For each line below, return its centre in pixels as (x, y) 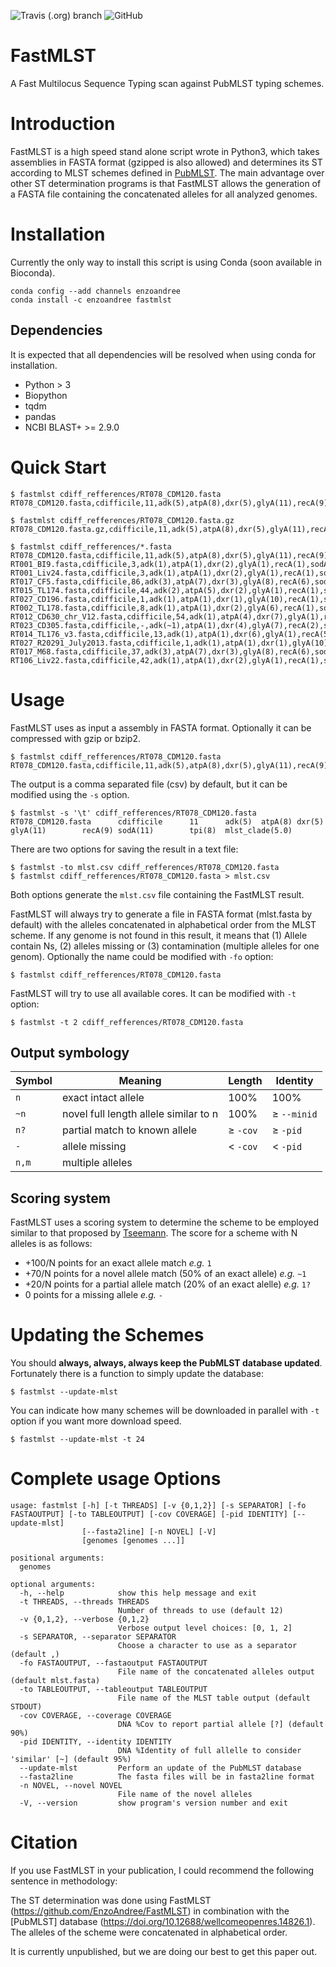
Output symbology (70, 1052)
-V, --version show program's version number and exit (153, 1803)
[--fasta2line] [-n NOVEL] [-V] (149, 1532)
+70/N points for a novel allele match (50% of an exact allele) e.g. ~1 (165, 1274)
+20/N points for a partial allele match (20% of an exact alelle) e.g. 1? (168, 1284)
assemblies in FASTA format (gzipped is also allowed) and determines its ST (166, 162)
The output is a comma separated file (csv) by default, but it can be (149, 784)
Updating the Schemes (107, 1335)
